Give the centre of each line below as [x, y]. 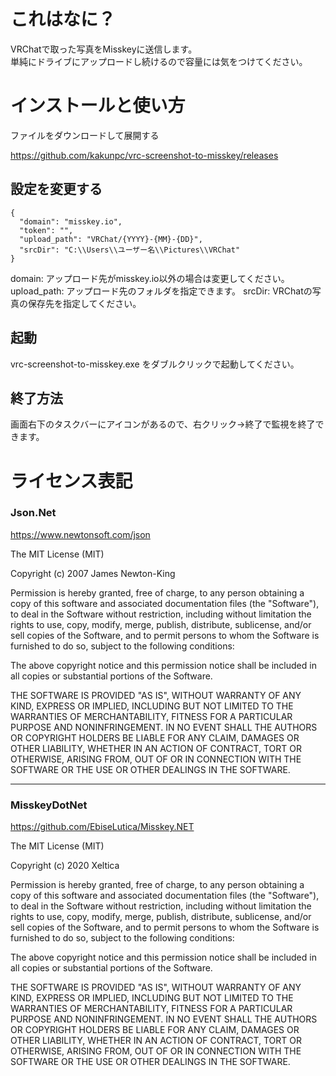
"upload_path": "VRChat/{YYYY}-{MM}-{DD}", [111, 239]
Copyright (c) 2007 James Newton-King [93, 573]
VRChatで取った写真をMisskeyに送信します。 [104, 49]
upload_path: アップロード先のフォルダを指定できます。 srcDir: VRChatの [161, 291]
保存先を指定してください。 [84, 303]
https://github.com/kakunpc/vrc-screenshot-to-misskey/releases [144, 155]
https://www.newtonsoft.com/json [80, 534]
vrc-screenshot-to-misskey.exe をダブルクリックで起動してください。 [155, 364]
